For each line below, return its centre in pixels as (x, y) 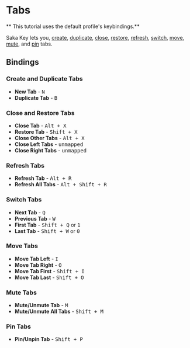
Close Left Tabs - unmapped (49, 144)
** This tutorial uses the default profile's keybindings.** (73, 26)
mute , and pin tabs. (29, 44)
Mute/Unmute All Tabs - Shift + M (59, 312)
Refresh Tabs (25, 165)
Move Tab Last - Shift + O (49, 277)
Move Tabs (22, 246)
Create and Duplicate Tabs (44, 79)
